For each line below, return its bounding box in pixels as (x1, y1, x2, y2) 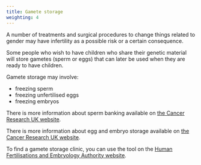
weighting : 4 (6, 14, 39, 20)
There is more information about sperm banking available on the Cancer (6, 109, 185, 116)
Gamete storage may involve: (6, 73, 79, 80)
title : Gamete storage (6, 8, 63, 15)
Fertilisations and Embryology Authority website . (6, 151, 126, 159)
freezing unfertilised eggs (14, 91, 79, 98)
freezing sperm (14, 85, 53, 92)
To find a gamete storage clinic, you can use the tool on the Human (6, 145, 173, 152)
